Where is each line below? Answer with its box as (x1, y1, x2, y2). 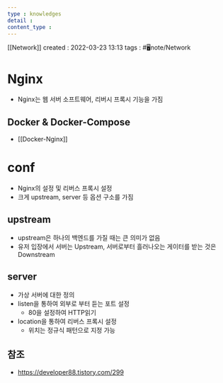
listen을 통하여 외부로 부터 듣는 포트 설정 (17, 299, 130, 308)
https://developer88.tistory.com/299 (17, 367, 124, 376)
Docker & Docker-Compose (7, 116, 131, 128)
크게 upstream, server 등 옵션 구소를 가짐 (17, 193, 134, 202)
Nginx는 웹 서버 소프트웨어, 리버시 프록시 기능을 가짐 (17, 95, 164, 103)
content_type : (7, 23, 52, 30)
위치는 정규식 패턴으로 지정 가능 (28, 326, 115, 334)
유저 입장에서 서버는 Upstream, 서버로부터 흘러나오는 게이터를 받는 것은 (17, 242, 217, 251)
